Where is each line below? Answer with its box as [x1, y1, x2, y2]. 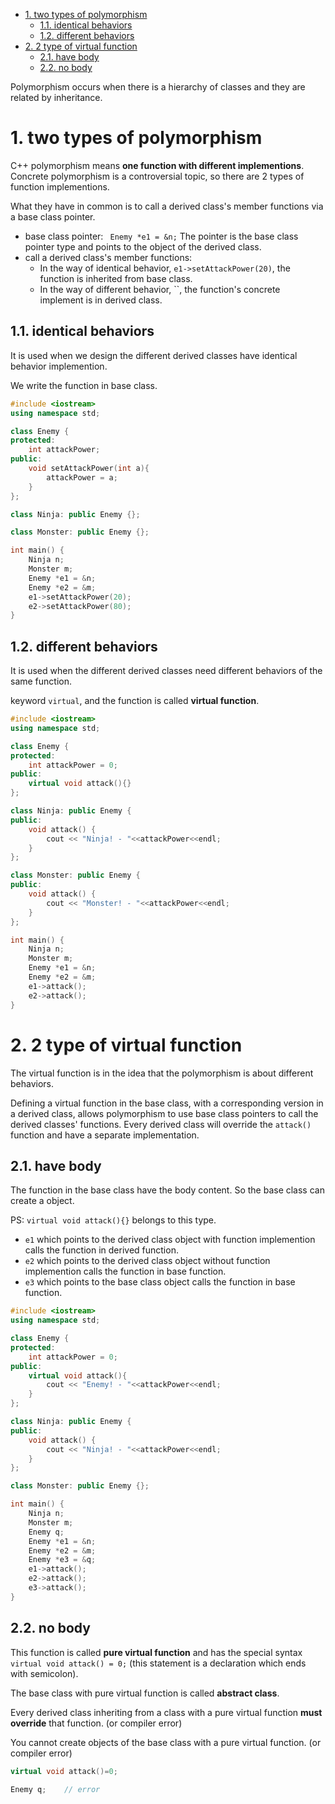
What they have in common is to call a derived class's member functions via [10, 200, 324, 212]
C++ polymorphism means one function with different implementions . [10, 159, 305, 171]
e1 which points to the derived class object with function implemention [24, 1234, 316, 1246]
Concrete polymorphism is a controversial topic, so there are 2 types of [10, 170, 305, 182]
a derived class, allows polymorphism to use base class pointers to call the [10, 1107, 319, 1119]
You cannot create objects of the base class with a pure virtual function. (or [10, 1736, 322, 1748]
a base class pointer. [10, 210, 96, 223]
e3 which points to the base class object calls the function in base [24, 1276, 296, 1288]
